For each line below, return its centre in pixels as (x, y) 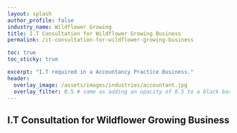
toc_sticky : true (33, 59)
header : (19, 78)
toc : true (22, 53)
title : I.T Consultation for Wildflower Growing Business (94, 33)
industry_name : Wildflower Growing (60, 27)
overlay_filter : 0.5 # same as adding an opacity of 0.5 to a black (116, 91)
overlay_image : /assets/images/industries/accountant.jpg (101, 85)
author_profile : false (41, 20)
